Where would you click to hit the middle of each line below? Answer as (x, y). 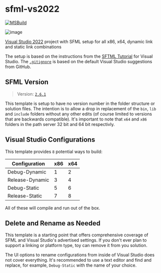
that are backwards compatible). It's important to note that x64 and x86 (76, 119)
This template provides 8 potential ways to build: (54, 151)
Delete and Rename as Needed (53, 223)
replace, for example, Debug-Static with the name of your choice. (71, 265)
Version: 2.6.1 (32, 94)
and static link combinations (33, 47)
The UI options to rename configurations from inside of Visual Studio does (80, 255)
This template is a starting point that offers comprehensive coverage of (77, 235)
